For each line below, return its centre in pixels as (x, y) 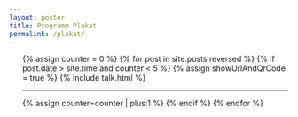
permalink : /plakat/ (47, 34)
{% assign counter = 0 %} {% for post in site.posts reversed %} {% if (148, 59)
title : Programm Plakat (53, 26)
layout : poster (37, 17)
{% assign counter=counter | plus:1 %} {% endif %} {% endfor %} (143, 104)
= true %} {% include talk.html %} (84, 78)
